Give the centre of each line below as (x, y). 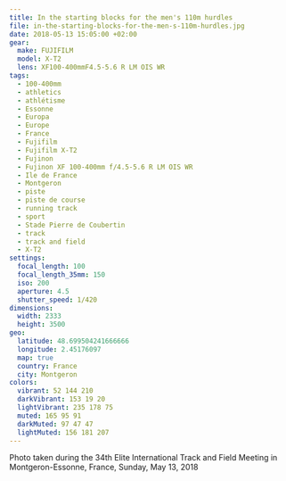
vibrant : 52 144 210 (55, 391)
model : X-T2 (40, 59)
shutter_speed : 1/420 (57, 300)
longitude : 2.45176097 (59, 349)
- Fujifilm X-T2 (47, 150)
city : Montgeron (47, 374)
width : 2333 (40, 316)
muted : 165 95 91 (49, 416)
